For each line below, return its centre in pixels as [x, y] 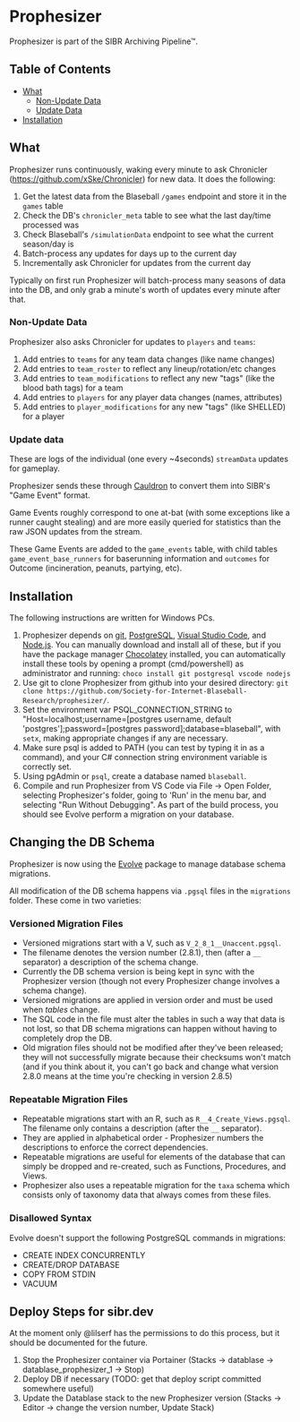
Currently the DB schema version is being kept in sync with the [138, 972]
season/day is [48, 244]
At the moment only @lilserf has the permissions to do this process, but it [145, 1333]
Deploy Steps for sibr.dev [81, 1312]
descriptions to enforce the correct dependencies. [115, 1147]
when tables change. [61, 1010]
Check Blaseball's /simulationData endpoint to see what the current [148, 234]
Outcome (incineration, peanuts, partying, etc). [96, 568]
